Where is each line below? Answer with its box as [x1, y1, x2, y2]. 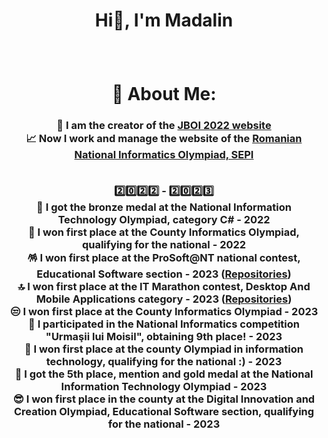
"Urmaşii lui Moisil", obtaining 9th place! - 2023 [45, 329, 283, 343]
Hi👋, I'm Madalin [94, 9, 234, 32]
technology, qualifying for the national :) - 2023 [45, 354, 283, 368]
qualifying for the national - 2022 [81, 237, 247, 251]
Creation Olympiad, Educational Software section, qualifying [13, 404, 315, 418]
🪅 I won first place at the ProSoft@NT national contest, [27, 250, 301, 264]
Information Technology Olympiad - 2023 [60, 379, 268, 393]
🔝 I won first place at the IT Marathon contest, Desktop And [17, 279, 311, 293]
